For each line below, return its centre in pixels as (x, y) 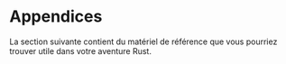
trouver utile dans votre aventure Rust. (80, 50)
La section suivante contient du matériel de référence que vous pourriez (143, 41)
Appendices (56, 17)
